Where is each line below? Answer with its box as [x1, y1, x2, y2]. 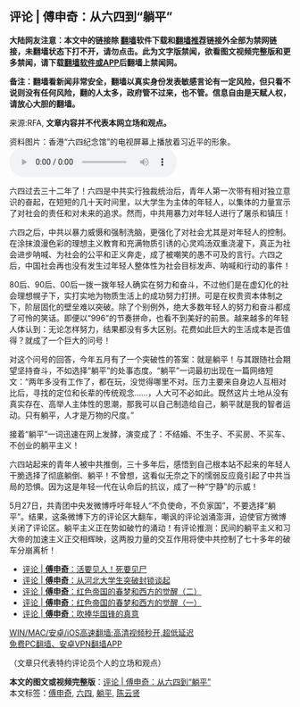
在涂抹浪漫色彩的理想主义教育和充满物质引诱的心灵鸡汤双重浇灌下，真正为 [9, 237, 283, 248]
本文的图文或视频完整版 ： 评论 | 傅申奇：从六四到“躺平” [9, 676, 212, 686]
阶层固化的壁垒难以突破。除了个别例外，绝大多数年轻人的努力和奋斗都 [24, 301, 283, 312]
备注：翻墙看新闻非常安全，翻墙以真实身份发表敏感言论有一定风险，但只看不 [9, 76, 291, 87]
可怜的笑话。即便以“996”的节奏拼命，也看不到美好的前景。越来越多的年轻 [16, 312, 289, 323]
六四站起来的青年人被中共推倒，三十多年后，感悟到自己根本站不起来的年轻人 [9, 459, 291, 470]
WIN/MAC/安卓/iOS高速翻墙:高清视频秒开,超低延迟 [9, 627, 195, 637]
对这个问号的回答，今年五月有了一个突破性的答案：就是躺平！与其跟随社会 [9, 353, 283, 364]
